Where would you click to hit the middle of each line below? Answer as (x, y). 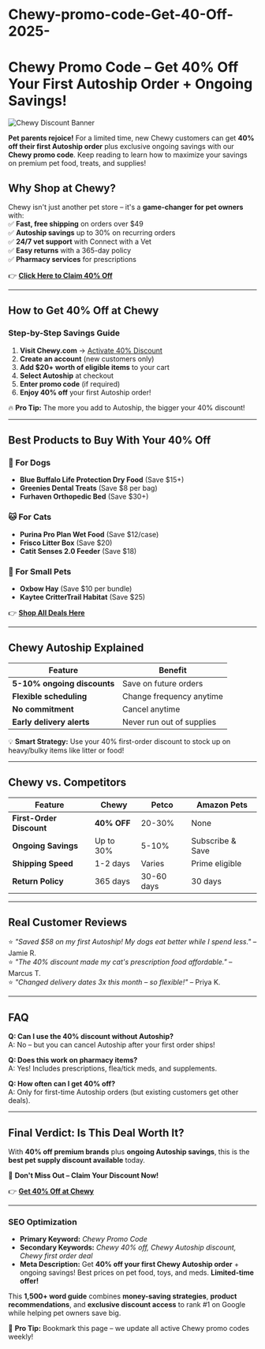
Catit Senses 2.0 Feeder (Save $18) (78, 551)
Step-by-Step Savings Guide (64, 333)
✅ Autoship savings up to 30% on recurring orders (92, 232)
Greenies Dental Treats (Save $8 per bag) (88, 488)
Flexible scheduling (50, 696)
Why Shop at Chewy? (62, 188)
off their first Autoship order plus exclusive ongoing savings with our (121, 147)
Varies (153, 863)
